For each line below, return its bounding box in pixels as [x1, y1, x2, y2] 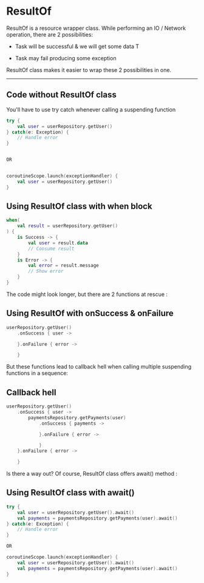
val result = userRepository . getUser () [17, 223, 118, 229]
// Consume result [28, 246, 75, 252]
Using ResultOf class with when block [6, 201, 153, 211]
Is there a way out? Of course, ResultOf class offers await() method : [6, 470, 178, 478]
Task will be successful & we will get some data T [15, 43, 140, 50]
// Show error [28, 268, 64, 275]
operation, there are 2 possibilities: [6, 30, 93, 38]
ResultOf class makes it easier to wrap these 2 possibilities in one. [6, 66, 172, 74]
